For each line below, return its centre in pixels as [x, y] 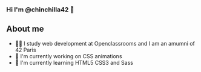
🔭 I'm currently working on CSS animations [68, 56]
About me [25, 29]
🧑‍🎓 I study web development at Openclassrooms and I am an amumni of [105, 43]
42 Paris [25, 50]
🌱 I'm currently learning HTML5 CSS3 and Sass [74, 62]
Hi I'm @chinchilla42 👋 [40, 10]
